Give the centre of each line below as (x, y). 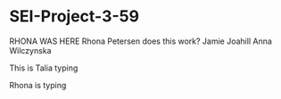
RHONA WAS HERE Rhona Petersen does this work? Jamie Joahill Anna (140, 41)
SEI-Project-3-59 (74, 16)
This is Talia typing (44, 68)
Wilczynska (30, 50)
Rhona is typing (38, 85)
